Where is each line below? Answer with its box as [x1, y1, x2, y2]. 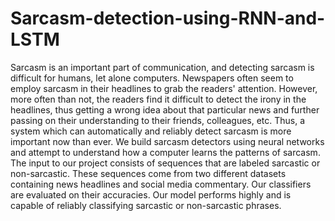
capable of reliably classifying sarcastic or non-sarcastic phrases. [10, 199, 282, 211]
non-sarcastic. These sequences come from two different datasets [10, 167, 287, 179]
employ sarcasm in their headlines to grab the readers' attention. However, [10, 82, 318, 94]
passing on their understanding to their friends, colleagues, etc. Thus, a [10, 114, 306, 126]
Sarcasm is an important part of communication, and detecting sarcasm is [10, 61, 315, 73]
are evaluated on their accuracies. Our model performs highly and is [10, 188, 292, 201]
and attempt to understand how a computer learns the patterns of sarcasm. [10, 146, 321, 158]
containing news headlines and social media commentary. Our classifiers [10, 178, 312, 190]
